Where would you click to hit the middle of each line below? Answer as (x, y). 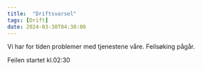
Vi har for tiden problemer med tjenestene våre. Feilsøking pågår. (101, 47)
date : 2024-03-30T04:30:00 (47, 27)
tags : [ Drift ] (28, 20)
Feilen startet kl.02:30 (39, 60)
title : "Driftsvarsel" (42, 14)
